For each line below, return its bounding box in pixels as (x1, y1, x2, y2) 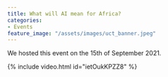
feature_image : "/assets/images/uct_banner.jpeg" (7, 29, 157, 37)
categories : (7, 17, 42, 24)
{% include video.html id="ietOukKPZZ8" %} (7, 62, 138, 71)
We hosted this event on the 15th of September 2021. (7, 49, 162, 57)
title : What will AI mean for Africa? (7, 10, 121, 17)
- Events (7, 23, 33, 30)
